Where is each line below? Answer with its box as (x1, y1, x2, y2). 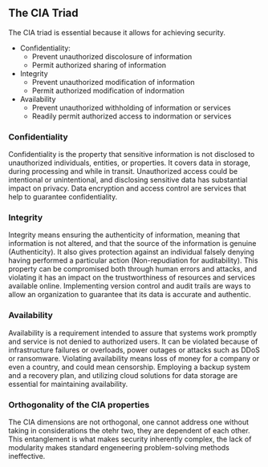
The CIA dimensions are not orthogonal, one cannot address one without (8, 417, 250, 427)
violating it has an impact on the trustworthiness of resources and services (8, 272, 256, 283)
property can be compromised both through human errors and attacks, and (8, 264, 258, 274)
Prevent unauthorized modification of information (31, 77, 195, 87)
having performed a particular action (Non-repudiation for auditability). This (8, 256, 258, 265)
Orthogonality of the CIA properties (8, 399, 150, 410)
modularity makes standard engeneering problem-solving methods (8, 443, 230, 452)
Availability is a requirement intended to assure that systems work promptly (8, 328, 257, 337)
